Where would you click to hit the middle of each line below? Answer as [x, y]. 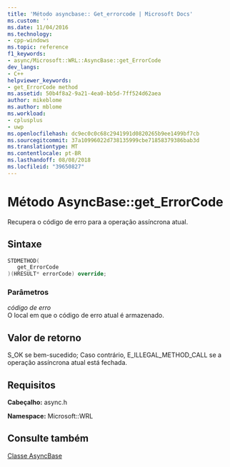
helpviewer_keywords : [40, 80]
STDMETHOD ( [24, 261]
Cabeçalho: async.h [37, 402]
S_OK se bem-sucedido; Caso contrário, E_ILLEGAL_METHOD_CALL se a [115, 355]
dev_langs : [24, 67]
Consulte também [48, 439]
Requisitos [31, 385]
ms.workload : [27, 114]
